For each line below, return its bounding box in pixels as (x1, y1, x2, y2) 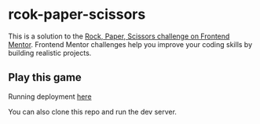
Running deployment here (8, 92, 92, 101)
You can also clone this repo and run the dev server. (8, 107, 177, 116)
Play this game (8, 71, 82, 84)
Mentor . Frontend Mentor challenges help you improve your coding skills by (8, 39, 253, 49)
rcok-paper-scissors (8, 5, 146, 24)
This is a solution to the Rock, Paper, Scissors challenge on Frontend (8, 31, 230, 41)
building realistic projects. (8, 48, 92, 57)
